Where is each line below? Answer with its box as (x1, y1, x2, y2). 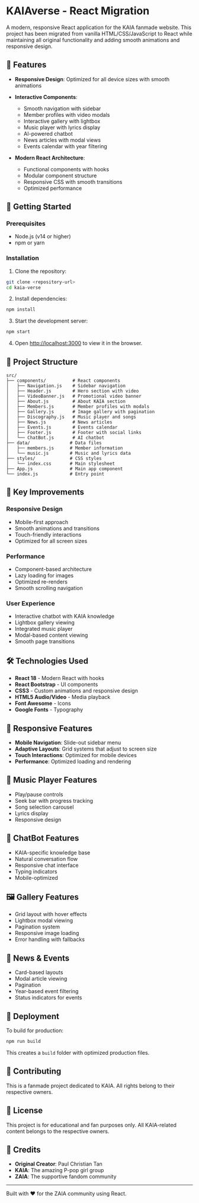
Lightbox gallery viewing (14, 619, 75, 626)
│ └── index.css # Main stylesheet (6, 461, 115, 467)
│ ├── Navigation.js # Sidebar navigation (6, 383, 126, 389)
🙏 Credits (6, 1144, 41, 1154)
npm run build (6, 1039, 41, 1045)
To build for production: (6, 1027, 64, 1034)
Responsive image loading (14, 930, 79, 937)
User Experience (6, 599, 55, 607)
